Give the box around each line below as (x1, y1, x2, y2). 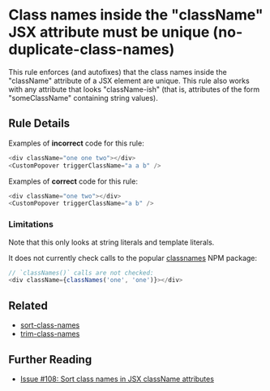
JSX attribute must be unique (8, 23, 210, 41)
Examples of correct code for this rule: (8, 176, 138, 186)
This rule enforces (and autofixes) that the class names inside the (8, 67, 227, 76)
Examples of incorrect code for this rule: (8, 138, 144, 148)
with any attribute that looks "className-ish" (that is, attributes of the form (8, 84, 260, 94)
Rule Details (8, 116, 71, 131)
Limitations (8, 219, 54, 230)
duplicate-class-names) (8, 41, 175, 59)
